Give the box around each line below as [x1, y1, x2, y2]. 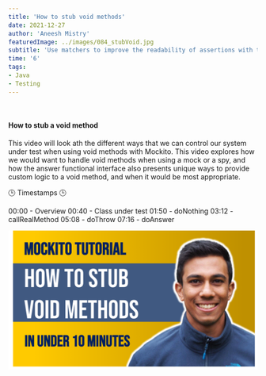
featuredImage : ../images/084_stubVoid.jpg [8, 38, 154, 46]
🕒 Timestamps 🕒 [8, 187, 67, 198]
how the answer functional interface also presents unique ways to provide [8, 163, 250, 173]
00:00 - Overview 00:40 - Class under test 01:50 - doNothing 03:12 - [8, 206, 234, 216]
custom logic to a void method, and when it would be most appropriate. [8, 171, 241, 182]
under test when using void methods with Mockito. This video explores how [8, 147, 255, 156]
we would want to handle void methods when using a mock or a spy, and [8, 155, 245, 164]
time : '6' [8, 55, 41, 63]
